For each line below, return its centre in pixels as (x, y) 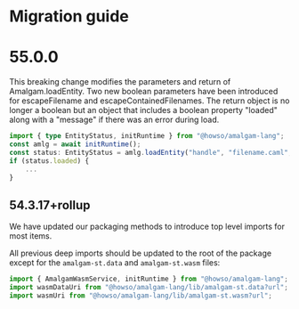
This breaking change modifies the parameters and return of (120, 82)
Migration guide (69, 16)
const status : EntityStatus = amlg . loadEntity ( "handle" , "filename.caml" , (151, 152)
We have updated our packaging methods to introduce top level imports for (147, 227)
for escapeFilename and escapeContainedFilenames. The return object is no (149, 101)
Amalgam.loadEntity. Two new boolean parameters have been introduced (144, 92)
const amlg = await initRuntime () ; (75, 144)
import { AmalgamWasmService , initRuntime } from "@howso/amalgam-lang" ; (149, 279)
